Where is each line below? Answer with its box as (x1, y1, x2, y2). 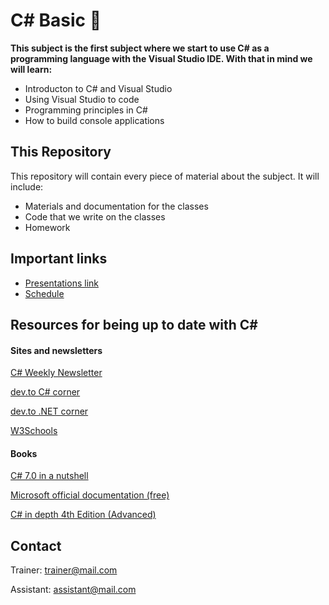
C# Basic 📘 (10, 9, 102, 32)
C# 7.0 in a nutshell (10, 470, 89, 482)
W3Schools (10, 425, 58, 437)
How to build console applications (24, 114, 165, 126)
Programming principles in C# (24, 104, 148, 116)
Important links (10, 250, 108, 268)
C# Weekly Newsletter (10, 367, 103, 379)
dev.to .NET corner (10, 405, 89, 418)
